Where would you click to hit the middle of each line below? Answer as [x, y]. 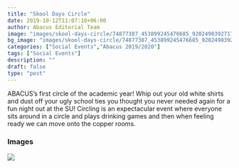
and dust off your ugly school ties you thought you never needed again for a [119, 101]
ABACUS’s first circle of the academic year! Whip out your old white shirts [116, 94]
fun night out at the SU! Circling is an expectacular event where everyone [115, 108]
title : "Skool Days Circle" [49, 14]
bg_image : [22, 40]
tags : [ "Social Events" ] [44, 54]
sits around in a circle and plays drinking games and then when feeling [111, 116]
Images [21, 142]
